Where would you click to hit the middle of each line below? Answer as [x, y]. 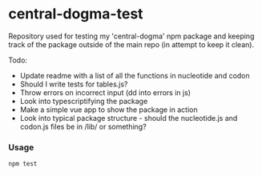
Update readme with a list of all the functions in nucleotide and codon [135, 75]
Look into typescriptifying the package [84, 101]
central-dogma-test [76, 14]
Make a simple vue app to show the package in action [109, 110]
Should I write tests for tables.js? [74, 84]
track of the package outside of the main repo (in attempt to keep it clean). [131, 44]
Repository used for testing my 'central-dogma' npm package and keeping [131, 36]
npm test [23, 164]
